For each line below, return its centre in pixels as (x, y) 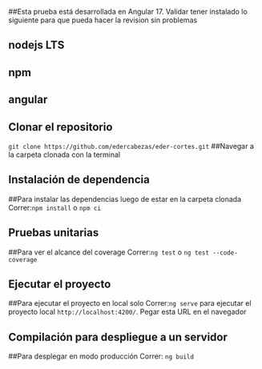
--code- (225, 253)
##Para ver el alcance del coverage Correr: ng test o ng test (109, 252)
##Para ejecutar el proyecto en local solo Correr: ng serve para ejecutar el (130, 303)
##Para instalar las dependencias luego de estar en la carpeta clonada (125, 199)
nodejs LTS (36, 45)
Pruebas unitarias (54, 233)
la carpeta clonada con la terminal (64, 154)
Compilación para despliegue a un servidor (118, 337)
